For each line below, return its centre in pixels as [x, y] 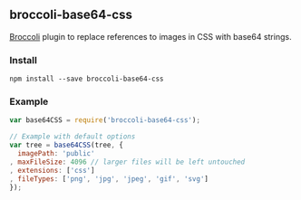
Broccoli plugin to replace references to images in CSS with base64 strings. [150, 36]
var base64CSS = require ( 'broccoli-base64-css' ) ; [105, 120]
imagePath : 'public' [56, 154]
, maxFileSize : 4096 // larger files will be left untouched [127, 162]
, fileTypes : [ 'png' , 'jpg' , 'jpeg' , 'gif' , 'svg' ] [109, 179]
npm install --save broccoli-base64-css [87, 79]
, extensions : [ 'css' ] [52, 170]
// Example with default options [73, 137]
